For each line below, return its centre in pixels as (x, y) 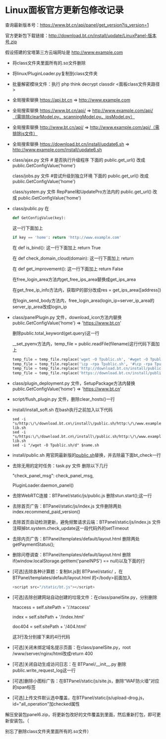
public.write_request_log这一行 (44, 670)
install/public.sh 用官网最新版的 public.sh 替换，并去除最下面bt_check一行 (86, 455)
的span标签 (24, 687)
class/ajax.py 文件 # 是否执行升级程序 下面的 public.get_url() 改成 (79, 160)
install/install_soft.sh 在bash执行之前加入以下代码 (62, 410)
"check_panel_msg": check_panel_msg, (53, 476)
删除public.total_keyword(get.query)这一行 (56, 333)
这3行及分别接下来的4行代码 (41, 637)
